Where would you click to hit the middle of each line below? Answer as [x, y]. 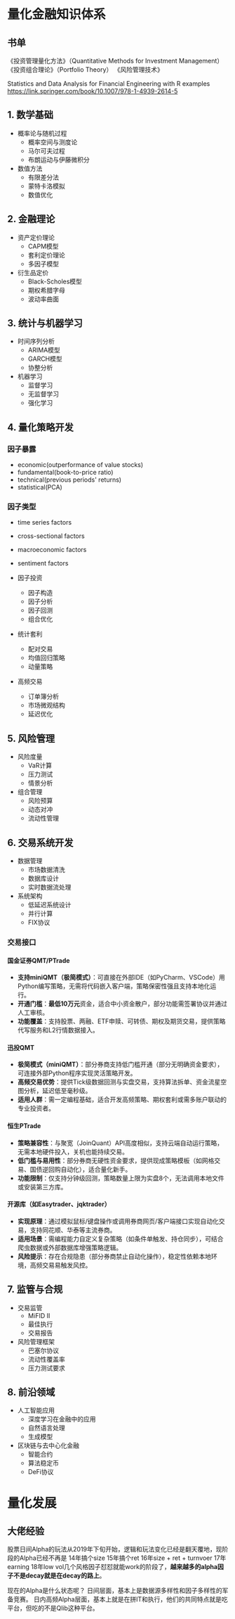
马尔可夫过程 [46, 151]
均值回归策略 [46, 658]
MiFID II [39, 1315]
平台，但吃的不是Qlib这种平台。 [53, 1608]
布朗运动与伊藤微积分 [59, 160]
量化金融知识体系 [57, 14]
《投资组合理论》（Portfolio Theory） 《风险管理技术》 [85, 70]
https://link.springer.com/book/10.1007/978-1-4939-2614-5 [93, 91]
